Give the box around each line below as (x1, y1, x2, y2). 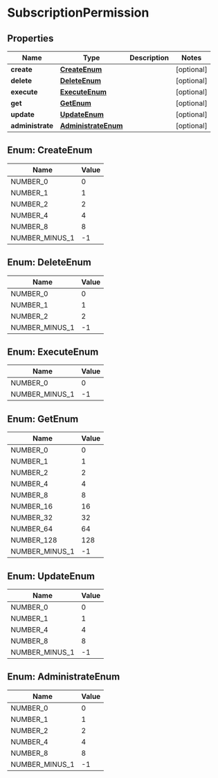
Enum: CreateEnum (7, 144, 93, 157)
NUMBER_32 (10, 513, 53, 522)
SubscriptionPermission (7, 5, 149, 21)
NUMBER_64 (10, 524, 53, 534)
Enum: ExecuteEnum (7, 346, 99, 358)
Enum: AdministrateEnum (7, 671, 120, 683)
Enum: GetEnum (7, 413, 79, 425)
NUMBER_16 (10, 502, 53, 511)
